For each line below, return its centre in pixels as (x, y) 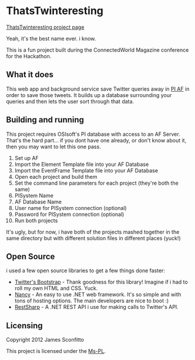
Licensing (24, 326)
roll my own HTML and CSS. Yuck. (56, 288)
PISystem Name (34, 195)
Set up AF (27, 158)
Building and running (45, 120)
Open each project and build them (56, 176)
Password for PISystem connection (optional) (69, 214)
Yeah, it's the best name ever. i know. (51, 38)
